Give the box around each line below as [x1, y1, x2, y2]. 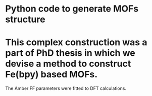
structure [5, 14, 45, 25]
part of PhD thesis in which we [5, 47, 135, 59]
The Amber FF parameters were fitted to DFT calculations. [5, 85, 126, 91]
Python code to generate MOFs [5, 3, 139, 15]
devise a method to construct [5, 58, 131, 69]
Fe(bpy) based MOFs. [5, 69, 98, 80]
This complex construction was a [5, 37, 147, 48]
